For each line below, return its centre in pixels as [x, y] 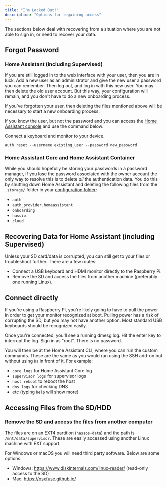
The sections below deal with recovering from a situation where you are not [83, 29]
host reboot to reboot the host [44, 381]
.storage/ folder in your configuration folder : [51, 190]
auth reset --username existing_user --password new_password [71, 145]
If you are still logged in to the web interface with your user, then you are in [82, 75]
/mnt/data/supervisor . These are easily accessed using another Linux [77, 438]
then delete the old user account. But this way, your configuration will [77, 91]
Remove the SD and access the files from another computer [79, 422]
